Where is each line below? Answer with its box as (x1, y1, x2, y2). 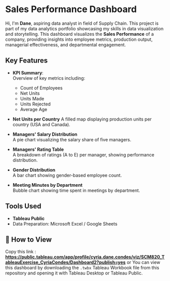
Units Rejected (20, 101, 51, 107)
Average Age (20, 106, 48, 112)
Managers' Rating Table (12, 146, 64, 152)
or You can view (126, 259, 160, 265)
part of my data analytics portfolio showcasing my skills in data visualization (5, 25, 163, 31)
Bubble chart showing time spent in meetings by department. (12, 187, 140, 193)
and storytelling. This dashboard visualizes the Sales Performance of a (5, 31, 154, 37)
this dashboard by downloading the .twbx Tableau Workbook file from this (5, 265, 159, 271)
